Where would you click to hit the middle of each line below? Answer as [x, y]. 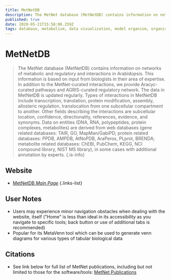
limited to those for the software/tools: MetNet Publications [75, 272]
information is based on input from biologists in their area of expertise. [91, 79]
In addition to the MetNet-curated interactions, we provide [79, 85]
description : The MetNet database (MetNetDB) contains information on [82, 15]
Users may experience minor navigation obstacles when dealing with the [89, 211]
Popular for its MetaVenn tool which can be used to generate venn [82, 233]
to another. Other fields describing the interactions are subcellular [87, 111]
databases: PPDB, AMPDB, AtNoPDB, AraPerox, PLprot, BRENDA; [86, 138]
